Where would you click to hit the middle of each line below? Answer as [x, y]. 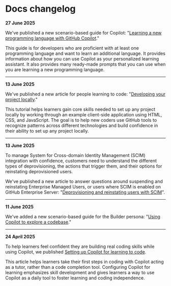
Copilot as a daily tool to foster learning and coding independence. [75, 278]
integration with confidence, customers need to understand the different [81, 161]
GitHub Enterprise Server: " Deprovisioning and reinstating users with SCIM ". [85, 192]
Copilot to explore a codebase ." [38, 222]
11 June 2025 [20, 207]
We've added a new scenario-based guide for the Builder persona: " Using [83, 216]
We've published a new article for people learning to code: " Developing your [85, 94]
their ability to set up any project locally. [47, 131]
